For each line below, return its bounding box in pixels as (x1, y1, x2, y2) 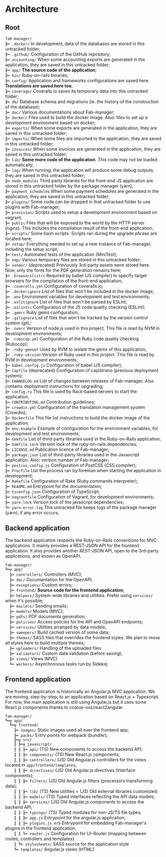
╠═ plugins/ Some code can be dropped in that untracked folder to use (5, 199, 151, 204)
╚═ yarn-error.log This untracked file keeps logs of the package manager (5, 504, 157, 510)
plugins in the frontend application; (5, 825, 77, 831)
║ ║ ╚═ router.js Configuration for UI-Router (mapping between (14, 830, 147, 836)
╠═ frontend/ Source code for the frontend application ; (9, 587, 125, 593)
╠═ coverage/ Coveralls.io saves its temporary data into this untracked (5, 88, 148, 94)
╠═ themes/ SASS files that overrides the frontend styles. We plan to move (9, 634, 160, 640)
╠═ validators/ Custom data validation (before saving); (9, 650, 123, 656)
